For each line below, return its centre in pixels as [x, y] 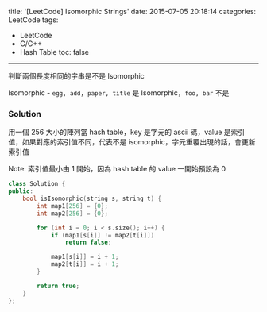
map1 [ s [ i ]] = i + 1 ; [85, 257]
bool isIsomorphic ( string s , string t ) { [92, 199]
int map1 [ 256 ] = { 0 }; [73, 206]
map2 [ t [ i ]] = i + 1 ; [85, 264]
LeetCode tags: [33, 20]
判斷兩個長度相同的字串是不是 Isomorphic [76, 76]
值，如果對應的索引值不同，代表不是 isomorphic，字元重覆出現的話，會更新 [132, 142]
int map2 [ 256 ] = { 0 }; [73, 214]
